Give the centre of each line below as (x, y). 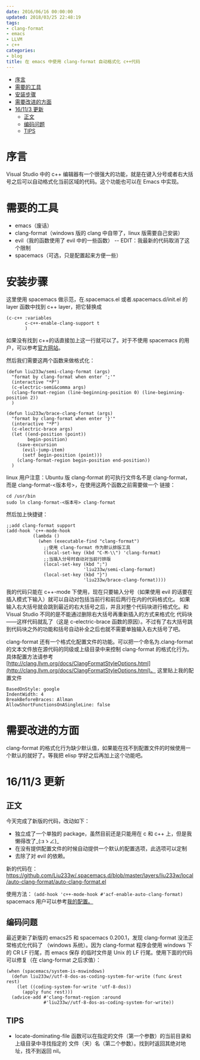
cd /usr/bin (21, 496)
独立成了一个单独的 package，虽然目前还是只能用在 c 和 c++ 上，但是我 (103, 834)
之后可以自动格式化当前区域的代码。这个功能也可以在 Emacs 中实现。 (96, 182)
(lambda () (46, 536)
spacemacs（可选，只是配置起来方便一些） (68, 255)
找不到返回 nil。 (45, 1050)
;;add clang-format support (41, 526)
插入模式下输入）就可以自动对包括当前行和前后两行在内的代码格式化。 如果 (98, 599)
